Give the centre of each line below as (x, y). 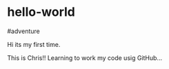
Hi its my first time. (34, 44)
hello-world (41, 12)
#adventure (23, 31)
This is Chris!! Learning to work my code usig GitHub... (85, 58)
